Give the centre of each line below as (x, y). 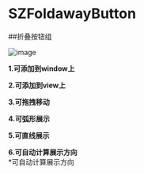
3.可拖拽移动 (29, 102)
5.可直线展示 (29, 135)
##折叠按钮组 (30, 36)
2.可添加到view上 (37, 85)
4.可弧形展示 (29, 118)
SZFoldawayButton (72, 14)
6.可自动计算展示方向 (43, 152)
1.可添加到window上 (42, 68)
